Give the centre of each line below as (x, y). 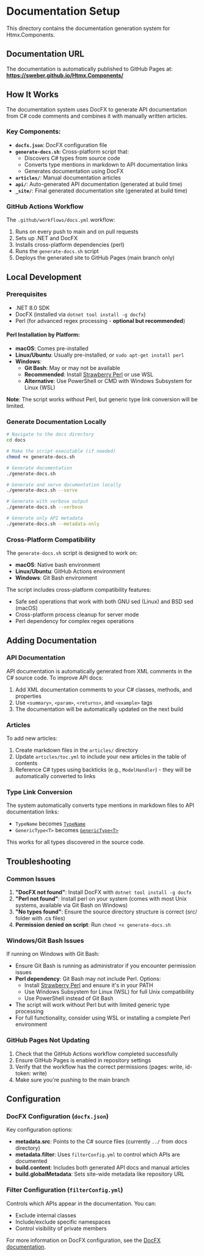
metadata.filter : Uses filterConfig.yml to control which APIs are (97, 1155)
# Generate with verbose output (47, 501)
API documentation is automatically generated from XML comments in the (99, 671)
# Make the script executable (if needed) (61, 452)
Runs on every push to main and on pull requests (77, 232)
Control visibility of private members (61, 1228)
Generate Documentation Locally (56, 422)
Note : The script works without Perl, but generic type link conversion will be (102, 399)
